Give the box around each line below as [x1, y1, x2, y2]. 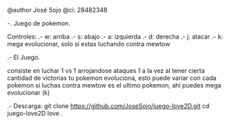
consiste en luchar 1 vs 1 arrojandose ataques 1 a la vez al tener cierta [7, 67, 205, 74]
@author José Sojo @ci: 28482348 [7, 6, 108, 14]
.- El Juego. [7, 53, 40, 61]
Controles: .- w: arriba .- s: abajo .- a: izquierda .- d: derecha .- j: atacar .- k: [7, 32, 223, 41]
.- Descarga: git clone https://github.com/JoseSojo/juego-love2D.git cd [7, 102, 210, 110]
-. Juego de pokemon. [7, 19, 70, 27]
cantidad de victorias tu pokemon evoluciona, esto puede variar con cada [7, 74, 217, 82]
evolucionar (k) [7, 89, 50, 96]
